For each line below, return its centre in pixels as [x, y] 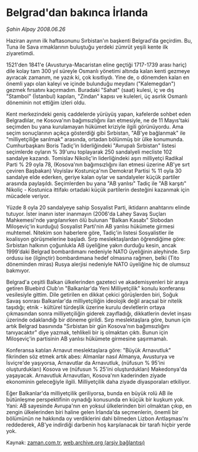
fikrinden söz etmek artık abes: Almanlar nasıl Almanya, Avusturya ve [90, 356]
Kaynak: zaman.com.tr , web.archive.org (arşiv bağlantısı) [76, 443]
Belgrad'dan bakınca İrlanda [77, 13]
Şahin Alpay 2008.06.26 [36, 29]
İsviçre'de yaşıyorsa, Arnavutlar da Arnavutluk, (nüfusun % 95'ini [85, 362]
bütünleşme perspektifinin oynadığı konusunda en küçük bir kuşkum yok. [95, 399]
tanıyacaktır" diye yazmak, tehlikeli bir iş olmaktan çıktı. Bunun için [87, 332]
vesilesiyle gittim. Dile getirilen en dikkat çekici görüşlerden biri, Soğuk [92, 294]
